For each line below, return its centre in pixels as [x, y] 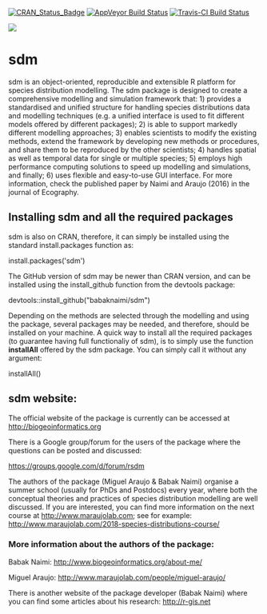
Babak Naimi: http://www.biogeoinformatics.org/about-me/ [105, 562]
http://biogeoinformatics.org [55, 426]
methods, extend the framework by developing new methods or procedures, [134, 141]
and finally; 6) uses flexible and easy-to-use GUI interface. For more [121, 175]
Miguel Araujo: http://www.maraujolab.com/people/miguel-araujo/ [117, 577]
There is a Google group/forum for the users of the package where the [125, 442]
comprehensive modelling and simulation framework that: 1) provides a [125, 98]
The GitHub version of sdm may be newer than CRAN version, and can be [130, 276]
